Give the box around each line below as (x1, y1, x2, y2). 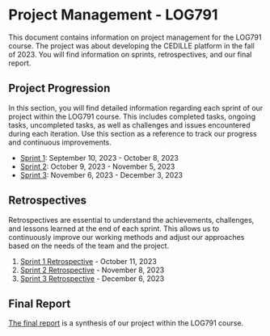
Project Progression (8, 82, 111, 95)
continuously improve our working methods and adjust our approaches (8, 232, 245, 241)
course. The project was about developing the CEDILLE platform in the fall (8, 40, 255, 50)
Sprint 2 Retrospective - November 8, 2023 (19, 265, 165, 275)
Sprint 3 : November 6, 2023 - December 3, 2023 (19, 170, 184, 179)
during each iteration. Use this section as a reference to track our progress (8, 128, 257, 138)
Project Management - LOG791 (8, 6, 218, 24)
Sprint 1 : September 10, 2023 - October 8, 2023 (19, 153, 179, 162)
